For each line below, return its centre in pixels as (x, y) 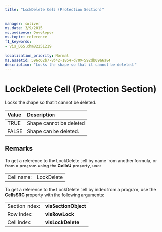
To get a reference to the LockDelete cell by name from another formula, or (81, 160)
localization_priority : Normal (37, 55)
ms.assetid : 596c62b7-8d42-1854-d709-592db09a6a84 (58, 60)
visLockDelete (62, 222)
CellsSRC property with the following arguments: (55, 195)
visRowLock (60, 214)
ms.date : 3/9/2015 (24, 28)
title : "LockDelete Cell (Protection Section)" (55, 10)
